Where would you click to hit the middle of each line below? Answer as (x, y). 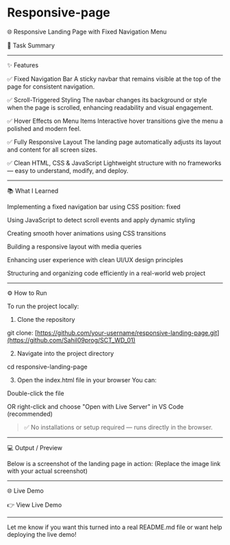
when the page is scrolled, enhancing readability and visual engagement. (110, 107)
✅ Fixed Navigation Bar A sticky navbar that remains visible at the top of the (114, 79)
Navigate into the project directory (65, 353)
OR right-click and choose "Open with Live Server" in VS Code (95, 406)
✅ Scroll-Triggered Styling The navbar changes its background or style (107, 100)
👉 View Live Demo (35, 505)
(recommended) (30, 414)
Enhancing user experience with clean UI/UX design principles (95, 259)
